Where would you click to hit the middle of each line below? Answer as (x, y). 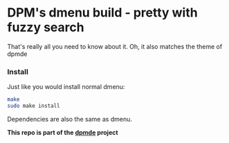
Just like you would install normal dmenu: (66, 87)
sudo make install (34, 106)
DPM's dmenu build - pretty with (103, 13)
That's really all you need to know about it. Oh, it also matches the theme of (115, 46)
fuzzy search (46, 27)
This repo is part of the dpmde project (63, 132)
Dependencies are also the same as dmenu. (70, 119)
